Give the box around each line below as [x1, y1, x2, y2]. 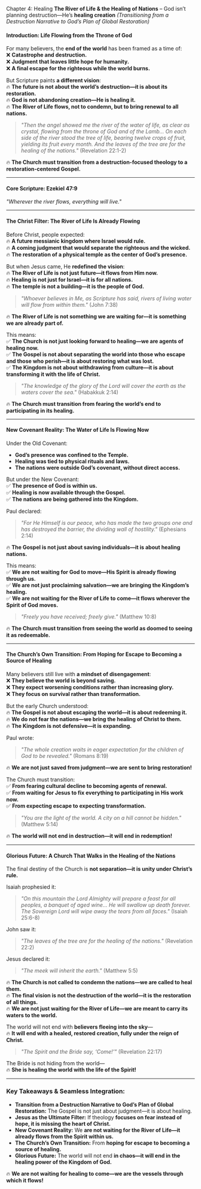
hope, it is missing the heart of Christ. [14, 1120, 111, 1127]
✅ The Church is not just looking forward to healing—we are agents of [6, 337, 184, 345]
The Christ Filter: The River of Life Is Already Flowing [6, 217, 141, 225]
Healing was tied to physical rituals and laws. [14, 458, 130, 465]
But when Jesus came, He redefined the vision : [6, 262, 125, 270]
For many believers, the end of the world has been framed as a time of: [6, 45, 182, 52]
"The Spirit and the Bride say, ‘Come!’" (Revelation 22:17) [20, 1048, 163, 1056]
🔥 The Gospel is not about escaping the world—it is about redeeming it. [6, 709, 187, 716]
